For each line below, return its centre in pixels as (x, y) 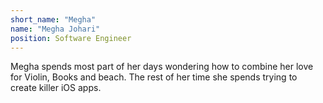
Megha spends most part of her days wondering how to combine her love (162, 67)
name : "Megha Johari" (55, 29)
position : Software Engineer (71, 38)
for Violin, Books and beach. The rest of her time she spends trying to (154, 77)
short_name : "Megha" (53, 19)
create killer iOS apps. (56, 88)
